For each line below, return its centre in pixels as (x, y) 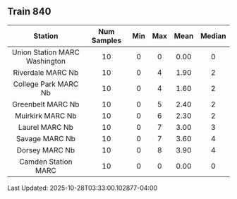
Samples (107, 40)
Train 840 (29, 12)
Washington (45, 61)
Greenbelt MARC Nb (45, 104)
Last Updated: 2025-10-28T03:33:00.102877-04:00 (82, 188)
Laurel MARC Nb (46, 127)
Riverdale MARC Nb (46, 72)
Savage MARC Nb (46, 138)
